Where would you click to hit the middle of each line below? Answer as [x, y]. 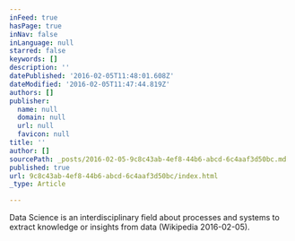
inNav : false [34, 34]
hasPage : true [36, 26]
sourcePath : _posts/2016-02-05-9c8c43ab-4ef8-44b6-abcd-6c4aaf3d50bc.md [148, 159]
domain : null [42, 117]
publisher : [30, 101]
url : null [35, 126]
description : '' [39, 68]
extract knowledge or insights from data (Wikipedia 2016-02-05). [130, 227]
